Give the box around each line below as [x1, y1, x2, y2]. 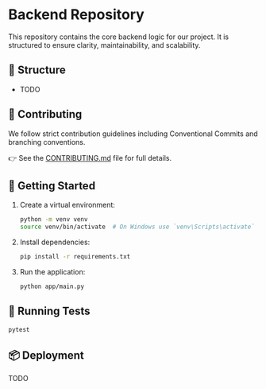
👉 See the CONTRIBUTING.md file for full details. [8, 153, 172, 162]
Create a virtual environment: [19, 200, 115, 210]
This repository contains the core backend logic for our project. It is [8, 32, 229, 41]
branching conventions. [8, 137, 86, 146]
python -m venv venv [19, 216, 88, 224]
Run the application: [19, 267, 86, 276]
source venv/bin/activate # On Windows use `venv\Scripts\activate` [19, 223, 256, 231]
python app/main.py [19, 282, 85, 290]
